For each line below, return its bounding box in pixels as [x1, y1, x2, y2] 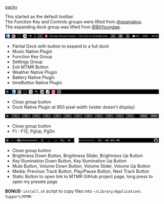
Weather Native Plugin [12, 69, 58, 75]
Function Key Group [12, 53, 52, 59]
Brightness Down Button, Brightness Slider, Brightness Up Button [12, 153, 143, 159]
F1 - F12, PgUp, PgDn [12, 128, 55, 134]
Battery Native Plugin [12, 74, 55, 80]
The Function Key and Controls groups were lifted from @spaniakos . [5, 19, 143, 24]
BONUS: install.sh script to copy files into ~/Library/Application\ [5, 188, 142, 194]
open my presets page [12, 179, 58, 185]
